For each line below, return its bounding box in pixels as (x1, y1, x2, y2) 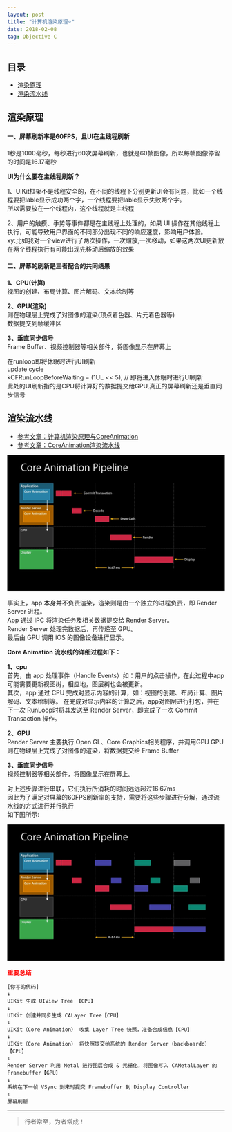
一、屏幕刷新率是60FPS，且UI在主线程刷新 (7, 132, 130, 141)
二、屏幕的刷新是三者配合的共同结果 (7, 262, 110, 270)
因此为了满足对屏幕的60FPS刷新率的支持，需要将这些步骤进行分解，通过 (7, 793, 214, 802)
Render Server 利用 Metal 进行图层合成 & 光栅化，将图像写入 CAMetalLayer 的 (7, 1062, 217, 1069)
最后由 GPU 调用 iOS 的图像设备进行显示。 (7, 633, 128, 642)
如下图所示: (7, 811, 40, 819)
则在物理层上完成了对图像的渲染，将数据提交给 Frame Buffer (7, 746, 180, 755)
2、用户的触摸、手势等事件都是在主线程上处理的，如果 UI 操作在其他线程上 (7, 218, 220, 227)
